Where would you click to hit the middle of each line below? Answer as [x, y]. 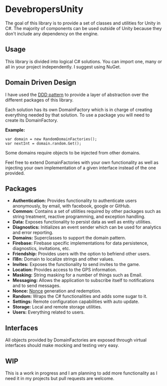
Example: [15, 130]
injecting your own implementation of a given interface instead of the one [81, 167]
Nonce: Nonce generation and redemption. [57, 291]
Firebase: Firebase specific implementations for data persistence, [80, 243]
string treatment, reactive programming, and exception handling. [79, 216]
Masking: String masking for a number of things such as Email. [77, 275]
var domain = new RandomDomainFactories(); [51, 139]
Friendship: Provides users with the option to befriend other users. [81, 254]
